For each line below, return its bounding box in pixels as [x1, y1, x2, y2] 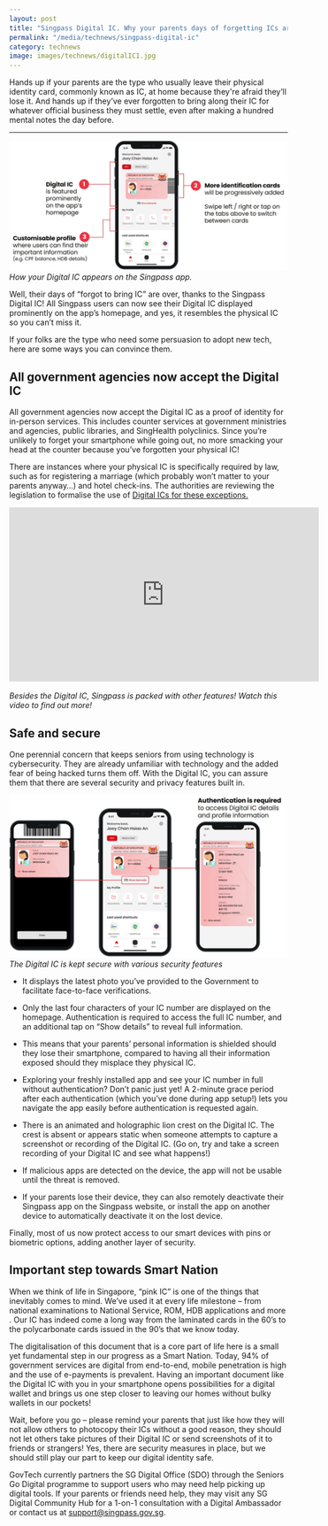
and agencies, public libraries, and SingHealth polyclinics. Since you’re [9, 426, 267, 436]
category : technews [9, 42, 81, 51]
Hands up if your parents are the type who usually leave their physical [9, 77, 264, 88]
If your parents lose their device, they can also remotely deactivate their [21, 1191, 285, 1202]
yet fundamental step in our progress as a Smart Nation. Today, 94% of [9, 1350, 270, 1360]
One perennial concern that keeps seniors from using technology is [9, 749, 255, 760]
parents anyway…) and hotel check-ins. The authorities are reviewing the [9, 481, 275, 491]
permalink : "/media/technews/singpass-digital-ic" [9, 33, 200, 42]
